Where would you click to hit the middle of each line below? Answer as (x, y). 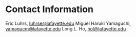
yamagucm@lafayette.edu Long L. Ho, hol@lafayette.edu (66, 28)
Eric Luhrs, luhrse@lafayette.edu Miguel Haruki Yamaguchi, (68, 23)
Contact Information (50, 9)
